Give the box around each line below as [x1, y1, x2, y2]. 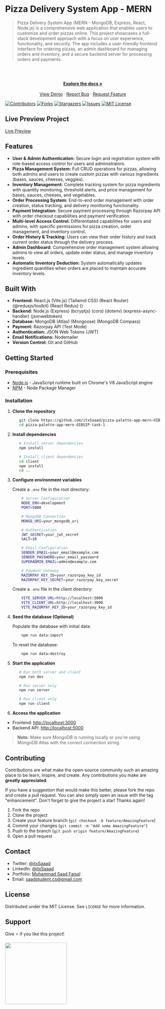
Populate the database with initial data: [12, 624, 91, 630]
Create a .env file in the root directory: [12, 486, 90, 493]
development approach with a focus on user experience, [29, 35, 144, 41]
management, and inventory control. [12, 228, 86, 234]
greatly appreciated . [5, 777, 48, 783]
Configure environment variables [12, 477, 82, 483]
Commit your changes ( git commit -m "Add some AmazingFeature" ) [12, 822, 148, 828]
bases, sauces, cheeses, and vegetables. [12, 192, 97, 198]
